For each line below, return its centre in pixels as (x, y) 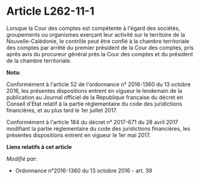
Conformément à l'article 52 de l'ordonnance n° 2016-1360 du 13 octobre (99, 84)
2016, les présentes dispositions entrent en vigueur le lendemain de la (94, 90)
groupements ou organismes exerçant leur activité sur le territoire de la (96, 34)
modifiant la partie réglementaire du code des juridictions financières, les (98, 128)
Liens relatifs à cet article (39, 147)
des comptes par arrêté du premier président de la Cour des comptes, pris (100, 48)
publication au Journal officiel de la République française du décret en (95, 97)
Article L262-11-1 (50, 11)
